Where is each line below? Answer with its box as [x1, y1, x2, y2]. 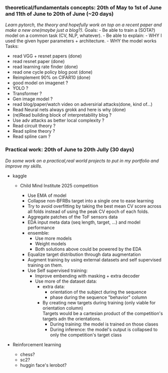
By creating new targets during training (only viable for [42, 299, 156, 305]
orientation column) [42, 305, 83, 311]
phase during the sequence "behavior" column [50, 294, 147, 300]
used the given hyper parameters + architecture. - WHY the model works [5, 38, 157, 44]
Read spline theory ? [12, 128, 55, 134]
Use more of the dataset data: [35, 278, 97, 284]
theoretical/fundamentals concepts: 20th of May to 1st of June [5, 4, 162, 11]
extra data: [42, 283, 65, 289]
